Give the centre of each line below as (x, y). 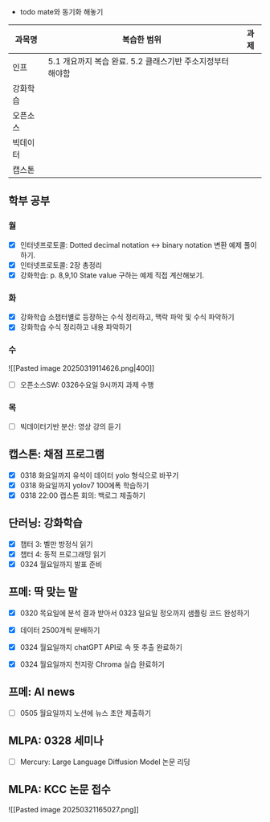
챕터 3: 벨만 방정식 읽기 (57, 544)
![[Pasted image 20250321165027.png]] (74, 809)
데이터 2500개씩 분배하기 (60, 630)
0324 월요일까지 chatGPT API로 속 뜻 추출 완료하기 (101, 647)
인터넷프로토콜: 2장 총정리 (61, 265)
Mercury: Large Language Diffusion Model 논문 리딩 (105, 762)
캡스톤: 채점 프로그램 (56, 454)
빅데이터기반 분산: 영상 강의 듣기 (70, 426)
